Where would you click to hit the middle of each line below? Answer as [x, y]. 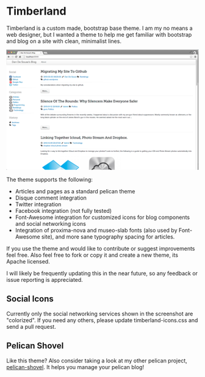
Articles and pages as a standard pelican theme [75, 191]
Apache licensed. [28, 261]
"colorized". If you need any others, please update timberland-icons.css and [102, 320]
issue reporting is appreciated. [45, 279]
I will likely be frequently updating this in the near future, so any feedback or [102, 273]
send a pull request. [31, 326]
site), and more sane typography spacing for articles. [108, 237]
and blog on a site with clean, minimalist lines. [64, 41]
